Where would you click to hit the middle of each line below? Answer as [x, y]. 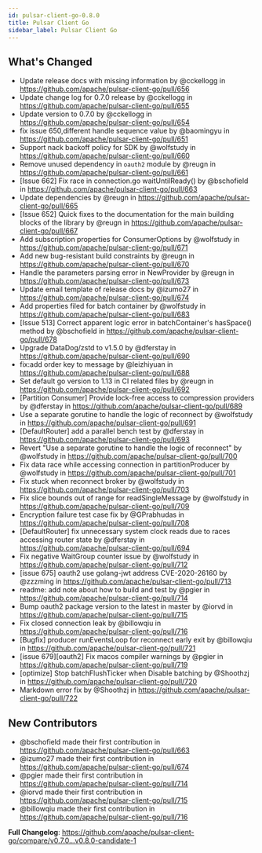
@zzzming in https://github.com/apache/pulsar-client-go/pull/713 [125, 581]
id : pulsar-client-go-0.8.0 [54, 15]
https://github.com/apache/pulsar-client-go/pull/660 [105, 156]
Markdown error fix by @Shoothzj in [78, 690]
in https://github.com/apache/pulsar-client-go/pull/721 [107, 648]
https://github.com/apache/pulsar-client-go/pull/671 [104, 247]
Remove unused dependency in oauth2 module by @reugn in [118, 164]
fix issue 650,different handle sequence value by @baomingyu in [124, 131]
